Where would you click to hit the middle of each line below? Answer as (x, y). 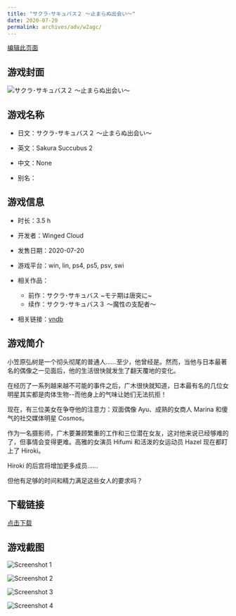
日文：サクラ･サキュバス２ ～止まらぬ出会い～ (85, 133)
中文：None (35, 163)
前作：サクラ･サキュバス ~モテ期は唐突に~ (90, 295)
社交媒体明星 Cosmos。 (54, 418)
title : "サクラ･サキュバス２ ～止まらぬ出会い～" (71, 14)
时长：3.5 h (34, 220)
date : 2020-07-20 (33, 20)
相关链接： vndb (40, 319)
